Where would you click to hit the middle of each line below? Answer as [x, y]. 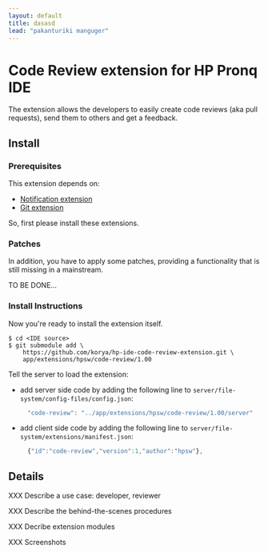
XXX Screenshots [37, 543]
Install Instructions [46, 306]
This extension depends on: [54, 184]
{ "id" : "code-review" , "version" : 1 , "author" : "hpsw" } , [116, 451]
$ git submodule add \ [46, 345]
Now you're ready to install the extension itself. [86, 323]
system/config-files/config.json [76, 399]
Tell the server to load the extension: [68, 374]
